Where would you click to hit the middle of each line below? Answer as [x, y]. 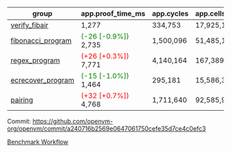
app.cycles [170, 13]
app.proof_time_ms [113, 13]
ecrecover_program [42, 80]
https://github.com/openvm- [73, 121]
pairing [22, 100]
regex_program [35, 60]
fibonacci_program [41, 41]
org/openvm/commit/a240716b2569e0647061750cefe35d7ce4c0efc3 [107, 129]
